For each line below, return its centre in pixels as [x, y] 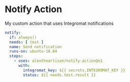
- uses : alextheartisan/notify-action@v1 [58, 61]
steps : [16, 56]
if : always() [23, 37]
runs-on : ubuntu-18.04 [33, 52]
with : [24, 66]
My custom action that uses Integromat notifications [59, 23]
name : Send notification [36, 47]
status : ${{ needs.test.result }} [59, 75]
